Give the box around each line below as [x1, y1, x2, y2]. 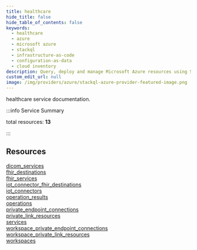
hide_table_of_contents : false [6, 19, 83, 25]
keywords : [6, 25, 30, 31]
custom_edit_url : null [6, 74, 62, 80]
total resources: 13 [6, 119, 51, 125]
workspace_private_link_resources [6, 231, 90, 238]
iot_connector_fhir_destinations [6, 181, 82, 188]
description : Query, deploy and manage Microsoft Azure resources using [6, 69, 188, 75]
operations [6, 200, 32, 207]
